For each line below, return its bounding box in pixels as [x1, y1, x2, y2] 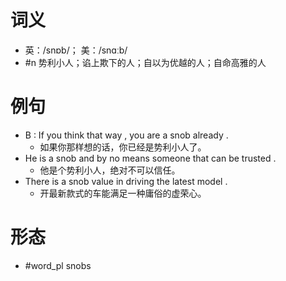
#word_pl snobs [24, 259, 92, 271]
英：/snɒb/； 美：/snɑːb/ [24, 44, 128, 56]
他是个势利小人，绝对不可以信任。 [39, 164, 181, 176]
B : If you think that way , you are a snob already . [24, 129, 229, 141]
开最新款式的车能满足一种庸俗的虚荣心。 [39, 187, 207, 199]
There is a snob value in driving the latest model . [24, 175, 228, 187]
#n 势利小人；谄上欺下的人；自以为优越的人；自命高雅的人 [24, 56, 267, 68]
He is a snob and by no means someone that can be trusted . [24, 152, 277, 164]
